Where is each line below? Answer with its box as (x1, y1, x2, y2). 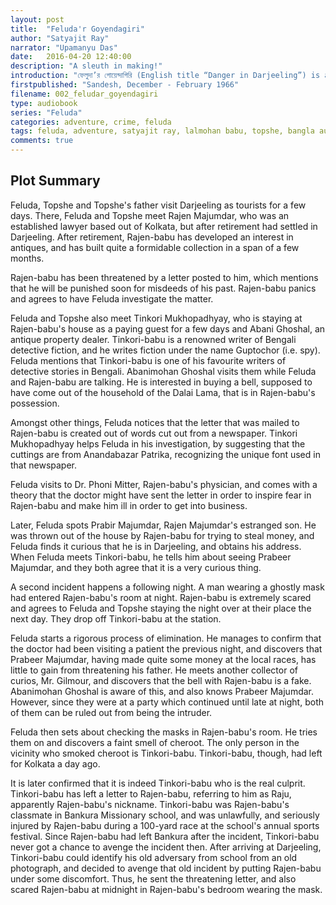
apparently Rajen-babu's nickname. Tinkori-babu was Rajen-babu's (10, 798, 290, 810)
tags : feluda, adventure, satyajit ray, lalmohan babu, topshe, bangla (10, 126, 315, 136)
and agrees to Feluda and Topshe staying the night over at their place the (10, 602, 312, 614)
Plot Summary (10, 172, 101, 190)
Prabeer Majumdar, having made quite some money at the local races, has (10, 653, 317, 665)
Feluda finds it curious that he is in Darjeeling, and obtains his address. (10, 540, 302, 552)
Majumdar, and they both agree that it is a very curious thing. (10, 561, 262, 573)
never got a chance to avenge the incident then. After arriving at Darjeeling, (10, 841, 322, 853)
